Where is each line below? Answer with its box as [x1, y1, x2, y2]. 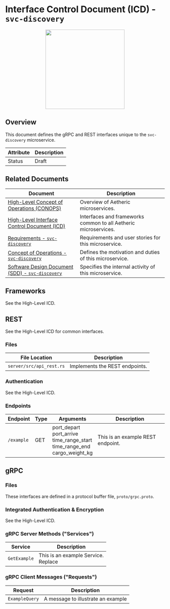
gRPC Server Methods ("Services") [5, 530, 94, 537]
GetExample [8, 556, 34, 562]
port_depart [52, 424, 80, 431]
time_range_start [52, 437, 93, 444]
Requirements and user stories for [79, 234, 161, 241]
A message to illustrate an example [44, 595, 127, 602]
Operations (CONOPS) [8, 205, 62, 212]
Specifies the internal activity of [79, 263, 155, 270]
